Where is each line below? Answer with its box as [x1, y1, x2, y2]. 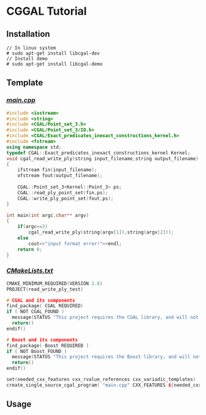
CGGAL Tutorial [6, 4, 87, 18]
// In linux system [6, 45, 56, 51]
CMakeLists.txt [6, 267, 53, 275]
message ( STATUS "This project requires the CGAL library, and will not [12, 314, 199, 321]
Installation [6, 29, 50, 39]
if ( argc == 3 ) [17, 224, 48, 230]
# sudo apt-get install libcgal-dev [6, 50, 100, 56]
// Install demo [6, 56, 48, 62]
